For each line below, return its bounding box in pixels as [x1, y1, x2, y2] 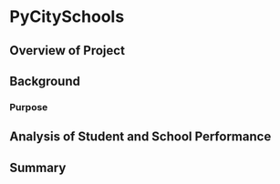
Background [9, 73, 80, 88]
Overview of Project [9, 43, 126, 58]
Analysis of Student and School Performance [9, 129, 272, 145]
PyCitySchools [9, 6, 125, 27]
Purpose [9, 100, 48, 113]
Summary [9, 159, 67, 175]
